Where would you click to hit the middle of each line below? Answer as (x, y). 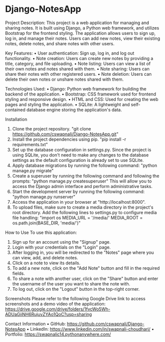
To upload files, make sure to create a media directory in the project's (83, 207)
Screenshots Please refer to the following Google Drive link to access (75, 298)
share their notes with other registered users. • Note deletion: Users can (78, 74)
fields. (18, 273)
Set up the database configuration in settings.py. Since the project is (82, 150)
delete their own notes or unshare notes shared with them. (65, 79)
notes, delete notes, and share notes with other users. (60, 43)
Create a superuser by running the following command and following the (86, 176)
